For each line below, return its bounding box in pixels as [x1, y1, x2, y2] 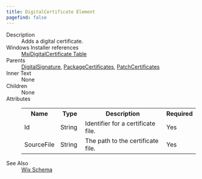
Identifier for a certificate [85, 119, 156, 127]
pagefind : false [6, 14, 47, 20]
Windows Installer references [6, 43, 79, 51]
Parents [6, 57, 26, 64]
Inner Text [6, 69, 31, 77]
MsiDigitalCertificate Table [21, 50, 87, 57]
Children [6, 82, 28, 89]
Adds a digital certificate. [21, 37, 84, 45]
